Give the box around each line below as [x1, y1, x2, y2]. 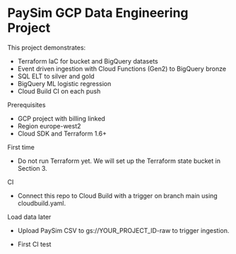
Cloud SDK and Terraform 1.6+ [17, 129, 107, 138]
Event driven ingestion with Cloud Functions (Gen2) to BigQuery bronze [17, 64, 227, 73]
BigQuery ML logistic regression [17, 79, 112, 87]
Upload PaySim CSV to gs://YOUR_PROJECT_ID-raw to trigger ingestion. [17, 226, 230, 234]
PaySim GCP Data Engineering [7, 5, 189, 21]
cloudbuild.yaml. [17, 199, 66, 207]
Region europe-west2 [17, 121, 81, 130]
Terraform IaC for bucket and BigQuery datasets [17, 56, 158, 65]
